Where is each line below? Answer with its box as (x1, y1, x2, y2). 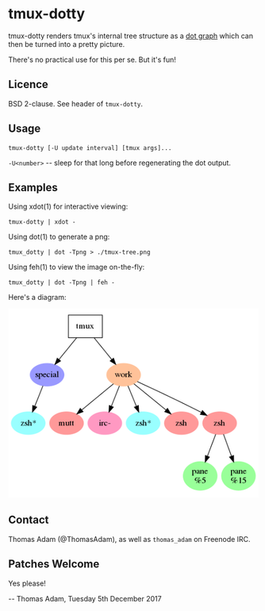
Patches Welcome (8, 557, 100, 571)
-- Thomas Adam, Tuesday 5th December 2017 (8, 594, 162, 603)
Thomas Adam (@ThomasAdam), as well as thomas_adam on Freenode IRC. (8, 534, 252, 544)
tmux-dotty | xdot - (8, 218, 77, 226)
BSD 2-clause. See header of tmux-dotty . (8, 98, 143, 108)
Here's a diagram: (8, 293, 67, 302)
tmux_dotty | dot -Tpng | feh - (8, 279, 115, 286)
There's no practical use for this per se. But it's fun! (8, 55, 176, 64)
